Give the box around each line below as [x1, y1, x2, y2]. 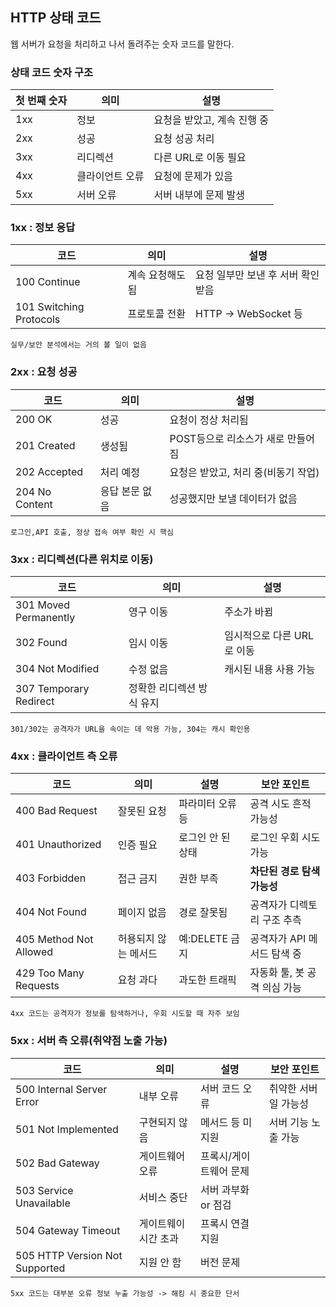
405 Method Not [15, 933, 94, 947]
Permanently [15, 611, 76, 624]
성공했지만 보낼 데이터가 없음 [169, 491, 298, 505]
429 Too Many [15, 966, 85, 980]
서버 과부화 [200, 1183, 250, 1197]
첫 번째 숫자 [15, 94, 68, 108]
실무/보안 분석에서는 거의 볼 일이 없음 [10, 340, 147, 350]
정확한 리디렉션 [128, 681, 197, 695]
